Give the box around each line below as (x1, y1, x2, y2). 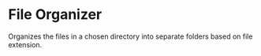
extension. (8, 39, 43, 49)
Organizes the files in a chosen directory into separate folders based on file (8, 32, 253, 41)
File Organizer (8, 6, 103, 24)
